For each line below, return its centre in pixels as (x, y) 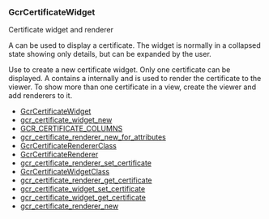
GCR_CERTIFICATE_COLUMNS (71, 129)
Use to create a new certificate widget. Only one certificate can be (120, 70)
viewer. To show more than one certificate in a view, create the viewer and (132, 87)
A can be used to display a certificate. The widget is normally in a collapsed (134, 45)
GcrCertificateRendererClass (68, 146)
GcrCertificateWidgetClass (65, 172)
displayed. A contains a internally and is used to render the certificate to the (135, 79)
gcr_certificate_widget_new (66, 120)
